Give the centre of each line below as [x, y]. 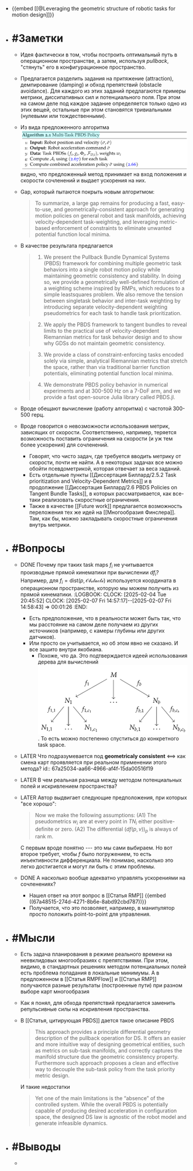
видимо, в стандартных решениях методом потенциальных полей [103, 967]
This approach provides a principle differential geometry [103, 1032]
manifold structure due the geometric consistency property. [107, 1057]
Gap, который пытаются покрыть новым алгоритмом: [87, 192]
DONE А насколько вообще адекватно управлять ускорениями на [103, 878]
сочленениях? [38, 884]
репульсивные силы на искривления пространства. [85, 1009]
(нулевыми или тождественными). [63, 116]
